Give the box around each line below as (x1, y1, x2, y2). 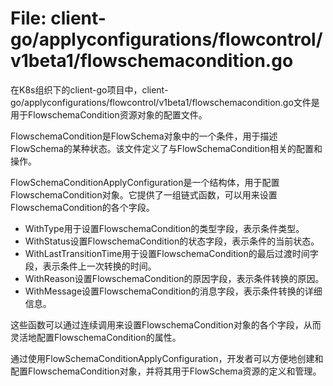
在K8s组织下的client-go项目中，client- (10, 83, 169, 96)
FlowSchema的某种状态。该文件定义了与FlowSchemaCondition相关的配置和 (10, 142, 323, 154)
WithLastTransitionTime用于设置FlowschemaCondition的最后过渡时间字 (24, 247, 319, 259)
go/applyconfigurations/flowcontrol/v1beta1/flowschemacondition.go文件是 (10, 96, 320, 108)
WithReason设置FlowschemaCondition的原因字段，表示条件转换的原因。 (24, 272, 325, 284)
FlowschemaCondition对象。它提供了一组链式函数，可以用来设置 (10, 188, 278, 201)
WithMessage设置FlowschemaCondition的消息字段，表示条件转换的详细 (24, 285, 323, 297)
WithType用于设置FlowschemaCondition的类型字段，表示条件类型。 (24, 222, 305, 234)
